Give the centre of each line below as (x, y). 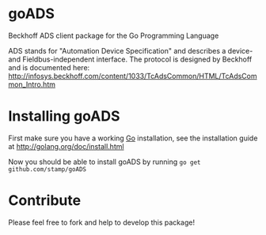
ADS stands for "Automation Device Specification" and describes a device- (131, 50)
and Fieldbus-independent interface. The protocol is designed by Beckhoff (130, 59)
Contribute (45, 201)
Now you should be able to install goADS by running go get (104, 162)
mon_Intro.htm (32, 84)
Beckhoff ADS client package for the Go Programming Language (114, 35)
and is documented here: (49, 67)
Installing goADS (64, 116)
